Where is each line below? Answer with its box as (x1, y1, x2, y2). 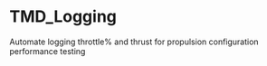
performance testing (9, 45, 86, 56)
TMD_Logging (9, 6, 118, 27)
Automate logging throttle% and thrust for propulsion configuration (9, 36, 260, 47)
